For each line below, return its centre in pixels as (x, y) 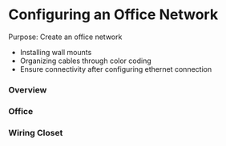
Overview (28, 89)
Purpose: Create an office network (65, 37)
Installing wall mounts (56, 52)
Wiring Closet (36, 132)
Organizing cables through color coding (85, 61)
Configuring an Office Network (113, 15)
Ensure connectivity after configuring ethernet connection (116, 69)
